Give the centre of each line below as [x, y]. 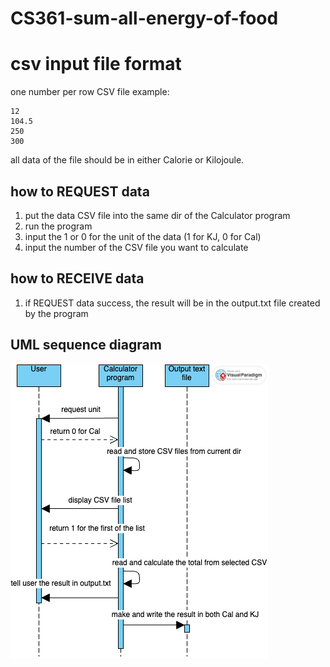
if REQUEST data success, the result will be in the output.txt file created [172, 303]
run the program [58, 226]
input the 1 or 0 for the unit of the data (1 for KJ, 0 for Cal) [143, 236]
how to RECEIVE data [77, 278]
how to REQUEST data [80, 191]
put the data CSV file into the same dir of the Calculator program [157, 215]
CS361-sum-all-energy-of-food [144, 18]
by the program [56, 313]
